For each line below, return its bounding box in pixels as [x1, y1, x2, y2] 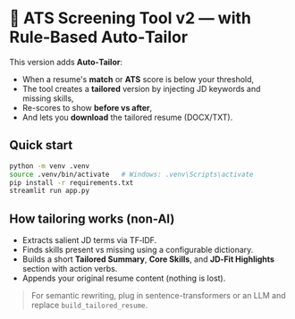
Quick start [9, 138, 73, 153]
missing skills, [21, 93, 74, 104]
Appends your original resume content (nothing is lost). [21, 273, 226, 284]
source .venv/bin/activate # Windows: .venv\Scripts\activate [9, 170, 254, 179]
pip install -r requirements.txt [9, 178, 134, 187]
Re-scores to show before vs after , [21, 102, 153, 113]
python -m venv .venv [9, 161, 90, 171]
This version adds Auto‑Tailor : [9, 56, 123, 67]
